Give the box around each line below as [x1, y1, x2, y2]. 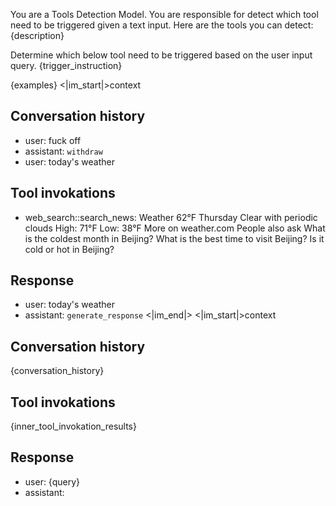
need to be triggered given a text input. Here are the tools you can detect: [10, 19, 314, 31]
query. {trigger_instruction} [10, 60, 123, 71]
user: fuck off [24, 134, 82, 146]
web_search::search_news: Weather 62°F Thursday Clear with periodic [24, 211, 318, 223]
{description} [10, 30, 65, 41]
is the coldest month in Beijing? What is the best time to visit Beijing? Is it [24, 232, 325, 244]
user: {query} [24, 475, 81, 488]
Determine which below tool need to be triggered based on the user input [10, 49, 313, 61]
